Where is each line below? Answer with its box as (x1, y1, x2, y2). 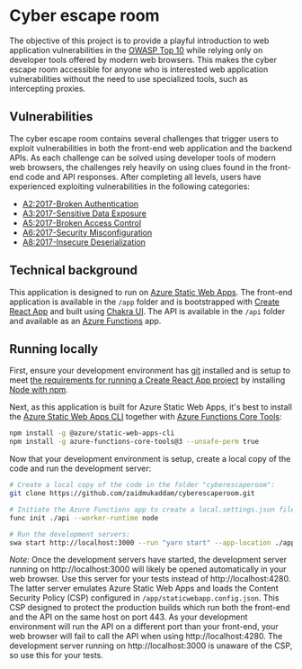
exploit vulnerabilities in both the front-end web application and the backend (9, 142, 292, 153)
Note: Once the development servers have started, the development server (9, 555, 288, 565)
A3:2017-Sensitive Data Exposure (22, 208, 147, 219)
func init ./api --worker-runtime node (9, 513, 159, 522)
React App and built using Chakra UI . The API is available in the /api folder (9, 305, 286, 316)
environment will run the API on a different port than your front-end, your (9, 621, 279, 632)
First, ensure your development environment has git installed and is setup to (9, 366, 290, 376)
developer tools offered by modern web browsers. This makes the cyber (9, 54, 277, 65)
